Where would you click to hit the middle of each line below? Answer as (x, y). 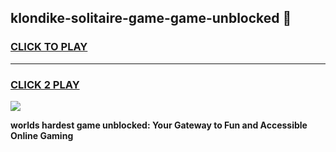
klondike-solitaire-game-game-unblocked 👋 (151, 18)
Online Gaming (42, 135)
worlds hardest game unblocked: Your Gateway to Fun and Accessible (159, 125)
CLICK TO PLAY (49, 47)
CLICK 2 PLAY (45, 84)
